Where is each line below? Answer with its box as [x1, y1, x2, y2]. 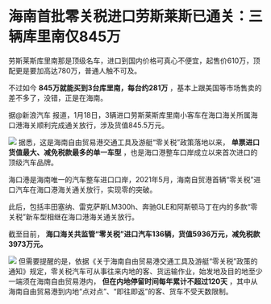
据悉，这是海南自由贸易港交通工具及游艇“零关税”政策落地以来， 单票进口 [18, 137, 261, 147]
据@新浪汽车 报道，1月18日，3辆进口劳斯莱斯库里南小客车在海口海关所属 [8, 110, 252, 119]
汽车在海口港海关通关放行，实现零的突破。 [15, 185, 157, 194]
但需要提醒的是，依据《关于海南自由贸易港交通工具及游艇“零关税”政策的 [18, 256, 258, 266]
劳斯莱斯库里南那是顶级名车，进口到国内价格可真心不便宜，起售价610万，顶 [8, 56, 261, 65]
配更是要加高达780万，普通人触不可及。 [8, 65, 142, 75]
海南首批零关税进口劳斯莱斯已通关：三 [8, 7, 264, 26]
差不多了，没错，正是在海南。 [8, 93, 107, 102]
